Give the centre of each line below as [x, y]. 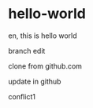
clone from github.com [45, 66]
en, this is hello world [43, 35]
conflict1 [22, 96]
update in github [35, 81]
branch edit [27, 50]
